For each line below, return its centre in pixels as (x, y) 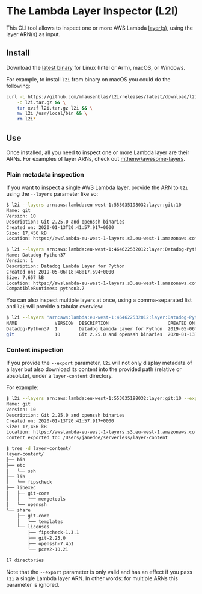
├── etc (16, 465)
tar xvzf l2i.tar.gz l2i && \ (55, 108)
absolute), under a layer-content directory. (60, 376)
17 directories (25, 560)
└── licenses (33, 527)
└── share (19, 510)
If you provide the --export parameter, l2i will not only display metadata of (99, 363)
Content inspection (35, 349)
